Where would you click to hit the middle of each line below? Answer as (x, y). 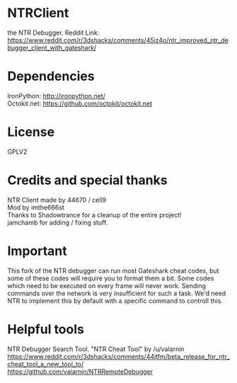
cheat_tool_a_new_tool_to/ (46, 364)
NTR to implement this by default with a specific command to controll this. (115, 301)
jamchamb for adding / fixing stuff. (58, 222)
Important (37, 251)
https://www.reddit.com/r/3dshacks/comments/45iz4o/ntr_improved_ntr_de (118, 40)
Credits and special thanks (87, 180)
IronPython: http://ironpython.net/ (57, 96)
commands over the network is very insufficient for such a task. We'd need (117, 293)
